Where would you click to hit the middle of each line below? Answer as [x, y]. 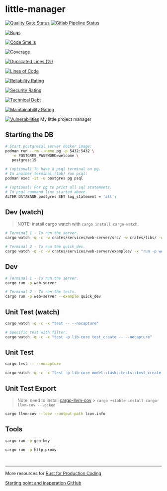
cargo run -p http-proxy [31, 450]
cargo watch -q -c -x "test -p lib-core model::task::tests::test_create [83, 373]
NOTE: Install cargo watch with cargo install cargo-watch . [78, 224]
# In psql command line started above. [46, 192]
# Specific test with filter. [37, 332]
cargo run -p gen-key [28, 441]
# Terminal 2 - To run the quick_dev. [45, 247]
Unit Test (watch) [32, 312]
